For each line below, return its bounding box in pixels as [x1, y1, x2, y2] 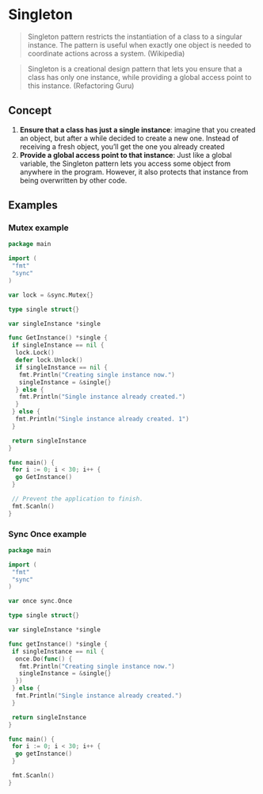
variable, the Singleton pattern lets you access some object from [19, 159, 231, 168]
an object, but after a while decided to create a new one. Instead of [19, 133, 239, 143]
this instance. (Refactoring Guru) [27, 81, 135, 90]
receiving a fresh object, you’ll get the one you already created [19, 141, 225, 152]
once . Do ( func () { [15, 654, 73, 663]
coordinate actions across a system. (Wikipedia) [27, 48, 185, 58]
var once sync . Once [8, 597, 73, 605]
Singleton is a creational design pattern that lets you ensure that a [27, 63, 243, 73]
